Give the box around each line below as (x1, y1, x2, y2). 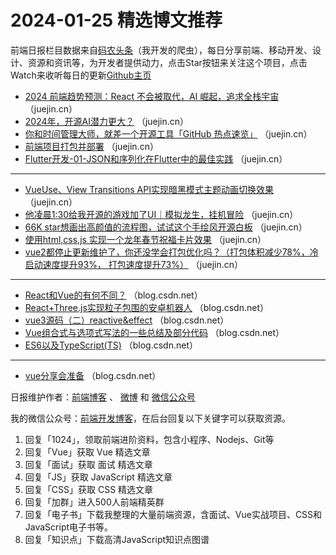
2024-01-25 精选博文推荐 (10, 9, 223, 32)
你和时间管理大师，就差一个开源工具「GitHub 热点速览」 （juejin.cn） (24, 127, 313, 140)
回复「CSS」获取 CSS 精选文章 (24, 483, 154, 495)
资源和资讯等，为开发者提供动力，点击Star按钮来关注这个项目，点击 (27, 56, 308, 68)
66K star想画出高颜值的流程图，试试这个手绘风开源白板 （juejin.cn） (24, 221, 308, 233)
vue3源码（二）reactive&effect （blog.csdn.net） (24, 314, 230, 326)
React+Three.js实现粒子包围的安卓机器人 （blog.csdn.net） (24, 301, 269, 313)
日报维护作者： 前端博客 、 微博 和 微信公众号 (10, 391, 196, 403)
